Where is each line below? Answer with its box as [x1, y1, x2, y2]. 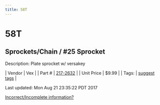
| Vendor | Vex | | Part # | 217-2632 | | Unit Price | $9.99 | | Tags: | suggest [5, 70, 155, 76]
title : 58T [5, 7, 27, 12]
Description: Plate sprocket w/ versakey [5, 61, 86, 66]
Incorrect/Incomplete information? [5, 94, 74, 100]
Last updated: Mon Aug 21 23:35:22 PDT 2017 [5, 84, 98, 90]
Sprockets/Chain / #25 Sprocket [5, 47, 105, 56]
